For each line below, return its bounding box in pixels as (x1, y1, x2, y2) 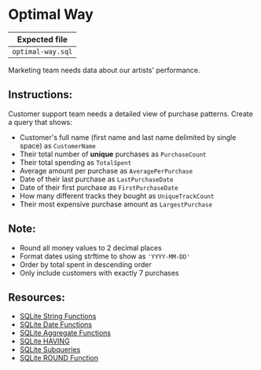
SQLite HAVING (19, 336, 70, 346)
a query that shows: (8, 117, 73, 126)
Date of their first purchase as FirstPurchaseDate (19, 182, 178, 192)
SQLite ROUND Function (19, 354, 99, 363)
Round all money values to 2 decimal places (19, 243, 163, 252)
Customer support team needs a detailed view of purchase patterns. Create (8, 108, 253, 119)
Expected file (17, 34, 68, 45)
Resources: (8, 291, 65, 304)
